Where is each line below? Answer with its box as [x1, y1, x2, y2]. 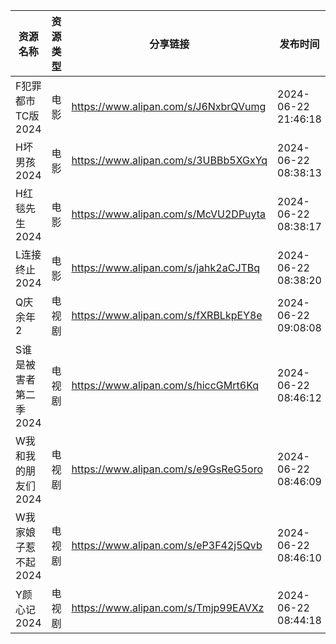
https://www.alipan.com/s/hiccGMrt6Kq [71, 379, 260, 392]
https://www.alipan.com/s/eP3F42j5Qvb [71, 539, 263, 552]
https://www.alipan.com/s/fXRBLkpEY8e [71, 309, 263, 322]
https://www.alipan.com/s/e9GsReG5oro [71, 462, 263, 476]
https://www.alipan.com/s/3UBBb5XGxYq [71, 154, 268, 167]
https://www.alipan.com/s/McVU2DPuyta [71, 207, 267, 221]
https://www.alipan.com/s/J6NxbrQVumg [71, 100, 267, 113]
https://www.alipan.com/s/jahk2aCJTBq [71, 261, 261, 274]
